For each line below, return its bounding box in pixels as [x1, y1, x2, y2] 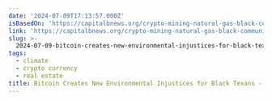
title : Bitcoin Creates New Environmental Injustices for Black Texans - [8, 79, 263, 87]
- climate [15, 57, 49, 65]
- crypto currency [15, 65, 79, 73]
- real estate [15, 72, 63, 80]
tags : [8, 49, 27, 57]
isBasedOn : [8, 19, 45, 27]
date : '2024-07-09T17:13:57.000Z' [8, 11, 125, 20]
